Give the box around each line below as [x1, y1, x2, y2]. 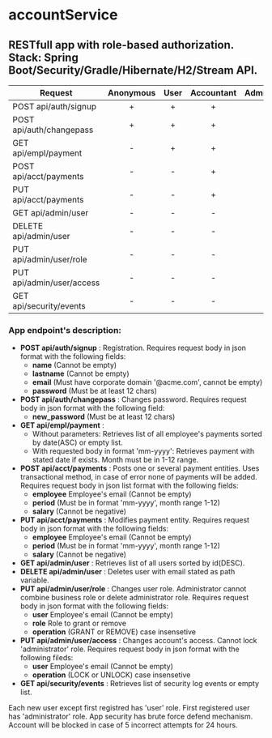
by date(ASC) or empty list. [32, 437, 123, 447]
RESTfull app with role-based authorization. [8, 38, 235, 52]
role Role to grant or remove [32, 618, 127, 629]
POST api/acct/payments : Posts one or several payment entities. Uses [19, 463, 260, 473]
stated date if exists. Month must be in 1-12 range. [32, 455, 199, 465]
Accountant [189, 87, 237, 98]
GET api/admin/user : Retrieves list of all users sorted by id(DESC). [19, 558, 245, 568]
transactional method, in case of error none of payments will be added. [19, 472, 257, 482]
